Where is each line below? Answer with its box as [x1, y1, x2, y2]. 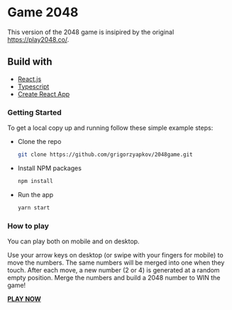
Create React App [17, 89, 70, 98]
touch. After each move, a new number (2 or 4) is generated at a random [7, 265, 220, 274]
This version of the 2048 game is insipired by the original [7, 28, 175, 36]
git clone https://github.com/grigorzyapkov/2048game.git [17, 151, 193, 158]
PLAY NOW [7, 294, 41, 303]
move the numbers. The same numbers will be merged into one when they [7, 258, 225, 267]
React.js [17, 74, 42, 83]
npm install [17, 177, 53, 184]
